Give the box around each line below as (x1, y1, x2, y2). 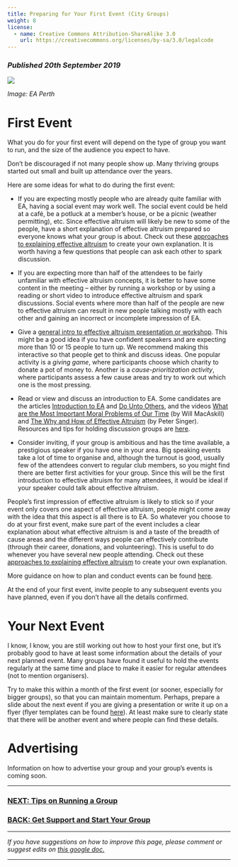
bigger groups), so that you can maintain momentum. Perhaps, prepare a (7, 693, 220, 701)
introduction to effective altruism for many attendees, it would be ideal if (17, 476, 228, 485)
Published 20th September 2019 (7, 60, 121, 70)
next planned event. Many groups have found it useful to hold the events (7, 657, 220, 665)
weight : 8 (7, 17, 37, 24)
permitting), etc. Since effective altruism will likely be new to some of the (17, 217, 230, 226)
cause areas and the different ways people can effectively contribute (7, 535, 209, 544)
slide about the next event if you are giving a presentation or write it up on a (7, 701, 229, 709)
